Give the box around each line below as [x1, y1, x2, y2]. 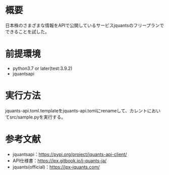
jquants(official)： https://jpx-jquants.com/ [12, 164, 100, 170]
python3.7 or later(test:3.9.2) [12, 65, 73, 71]
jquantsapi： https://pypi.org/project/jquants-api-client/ [12, 151, 127, 157]
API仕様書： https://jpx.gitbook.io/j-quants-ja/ [12, 157, 107, 163]
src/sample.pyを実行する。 [9, 114, 66, 120]
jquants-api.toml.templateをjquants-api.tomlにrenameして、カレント [5, 107, 147, 114]
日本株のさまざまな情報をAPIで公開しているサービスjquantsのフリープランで [5, 22, 164, 28]
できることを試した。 [5, 28, 49, 34]
